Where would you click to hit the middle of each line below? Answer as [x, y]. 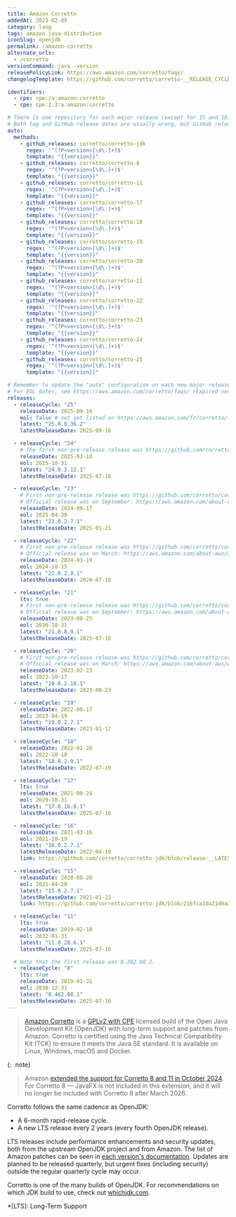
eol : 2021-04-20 [44, 884]
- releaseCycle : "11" [45, 917]
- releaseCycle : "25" [45, 405]
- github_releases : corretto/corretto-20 [81, 261]
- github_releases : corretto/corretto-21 [81, 281]
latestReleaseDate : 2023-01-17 [66, 729]
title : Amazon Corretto [42, 14]
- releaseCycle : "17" [45, 781]
